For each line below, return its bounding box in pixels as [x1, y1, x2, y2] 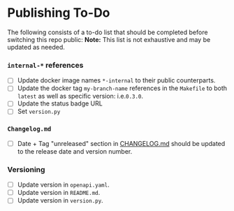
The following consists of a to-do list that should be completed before [7, 28, 208, 36]
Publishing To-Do [7, 5, 110, 21]
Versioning [7, 164, 45, 174]
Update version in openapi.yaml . [17, 180, 110, 189]
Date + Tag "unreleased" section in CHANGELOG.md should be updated [17, 139, 226, 147]
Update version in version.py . [17, 196, 103, 205]
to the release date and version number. [17, 147, 133, 155]
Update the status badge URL [17, 99, 103, 108]
